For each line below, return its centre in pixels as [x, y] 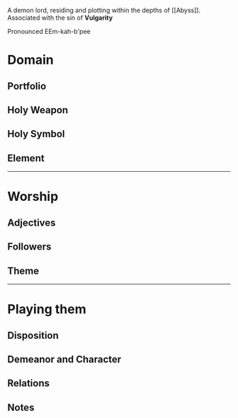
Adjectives [32, 222]
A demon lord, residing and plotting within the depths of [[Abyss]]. [104, 10]
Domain [31, 60]
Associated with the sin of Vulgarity [60, 18]
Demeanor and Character [64, 359]
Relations [29, 384]
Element [26, 158]
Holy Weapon [38, 110]
